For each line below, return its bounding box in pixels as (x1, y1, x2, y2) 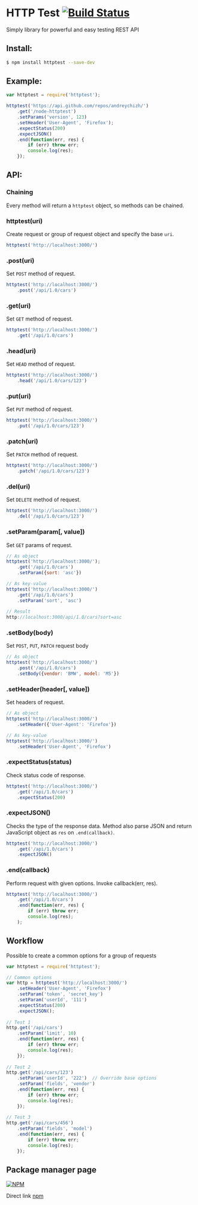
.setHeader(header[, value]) (6, 684, 90, 693)
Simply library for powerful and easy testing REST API (6, 26, 139, 33)
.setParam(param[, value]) (6, 528, 85, 536)
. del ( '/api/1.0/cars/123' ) (17, 513, 85, 519)
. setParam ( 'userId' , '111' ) (17, 997, 87, 1003)
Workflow (6, 936, 44, 946)
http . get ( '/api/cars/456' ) (6, 1120, 74, 1126)
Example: (6, 76, 42, 87)
